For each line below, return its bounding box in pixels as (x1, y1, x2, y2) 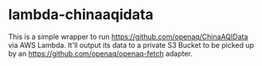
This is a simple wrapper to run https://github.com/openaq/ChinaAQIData (8, 32, 248, 41)
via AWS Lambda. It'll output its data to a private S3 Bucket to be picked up (8, 40, 255, 49)
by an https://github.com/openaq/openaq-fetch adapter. (8, 49, 193, 58)
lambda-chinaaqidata (8, 6, 154, 24)
